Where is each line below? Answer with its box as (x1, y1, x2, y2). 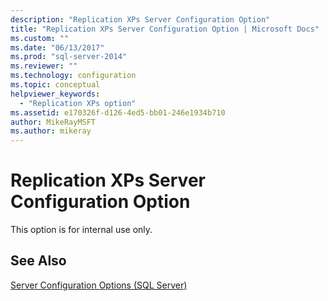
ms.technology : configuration (10, 71, 137, 81)
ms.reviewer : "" (10, 61, 78, 71)
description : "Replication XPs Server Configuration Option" (10, 14, 271, 25)
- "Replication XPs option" (19, 98, 137, 108)
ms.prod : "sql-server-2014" (10, 52, 128, 62)
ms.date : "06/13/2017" (10, 42, 105, 53)
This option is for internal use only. (10, 224, 153, 236)
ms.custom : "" (10, 33, 70, 43)
